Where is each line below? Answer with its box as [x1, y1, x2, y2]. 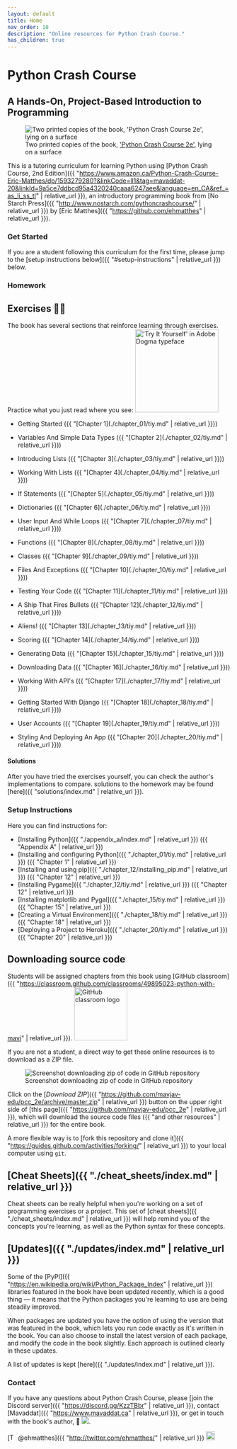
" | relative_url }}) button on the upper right [97, 1098, 222, 1106]
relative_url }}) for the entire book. [7, 1120, 106, 1129]
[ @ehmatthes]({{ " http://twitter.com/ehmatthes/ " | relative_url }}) [7, 1433, 205, 1442]
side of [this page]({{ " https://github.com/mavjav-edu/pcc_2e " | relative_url [7, 1106, 226, 1114]
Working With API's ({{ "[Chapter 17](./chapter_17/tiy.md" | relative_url [17, 677, 221, 686]
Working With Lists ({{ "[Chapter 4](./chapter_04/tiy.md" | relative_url [17, 468, 219, 477]
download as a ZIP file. [7, 1055, 74, 1064]
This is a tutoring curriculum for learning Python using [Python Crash [7, 161, 209, 170]
